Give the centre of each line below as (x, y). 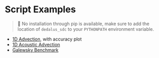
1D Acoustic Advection (36, 44)
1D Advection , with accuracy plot (47, 39)
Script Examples (41, 9)
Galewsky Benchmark (35, 50)
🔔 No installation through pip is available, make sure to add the (83, 24)
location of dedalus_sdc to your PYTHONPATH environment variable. (86, 29)
